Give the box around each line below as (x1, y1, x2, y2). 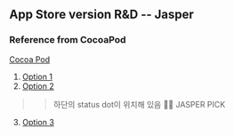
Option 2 (21, 80, 55, 92)
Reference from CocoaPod (9, 34, 126, 46)
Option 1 (21, 71, 53, 82)
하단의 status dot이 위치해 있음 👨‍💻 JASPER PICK (52, 99, 226, 109)
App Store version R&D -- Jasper (9, 7, 194, 22)
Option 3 (21, 116, 55, 127)
